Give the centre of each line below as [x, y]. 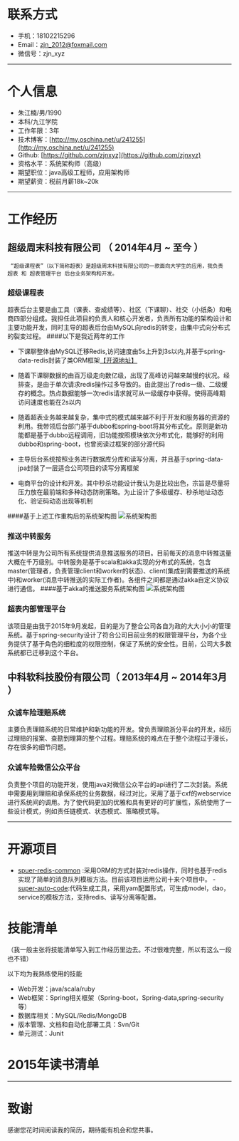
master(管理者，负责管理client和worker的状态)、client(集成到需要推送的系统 [119, 571]
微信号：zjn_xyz [41, 53]
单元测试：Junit [41, 1033]
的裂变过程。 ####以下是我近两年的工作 [66, 336]
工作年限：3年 [38, 130]
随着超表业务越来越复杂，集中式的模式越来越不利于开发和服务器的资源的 [123, 417]
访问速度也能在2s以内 [49, 402]
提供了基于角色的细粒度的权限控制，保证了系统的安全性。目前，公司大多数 [122, 644]
